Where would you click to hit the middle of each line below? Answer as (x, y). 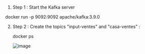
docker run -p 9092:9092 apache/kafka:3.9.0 (53, 17)
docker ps (23, 36)
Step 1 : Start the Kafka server (43, 7)
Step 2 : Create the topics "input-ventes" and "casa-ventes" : (76, 26)
